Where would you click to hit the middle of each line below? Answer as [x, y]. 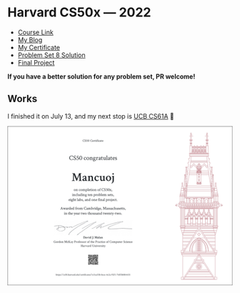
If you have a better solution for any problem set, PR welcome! [101, 76]
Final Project [36, 62]
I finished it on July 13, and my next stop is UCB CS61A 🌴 [91, 116]
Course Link [35, 32]
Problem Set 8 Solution [51, 55]
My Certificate [39, 47]
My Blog [30, 39]
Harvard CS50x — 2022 [79, 13]
